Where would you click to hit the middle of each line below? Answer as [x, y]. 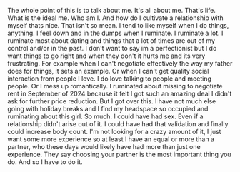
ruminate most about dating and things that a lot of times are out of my [111, 41]
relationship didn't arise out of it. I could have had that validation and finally [118, 124]
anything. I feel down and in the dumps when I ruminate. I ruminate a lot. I [115, 33]
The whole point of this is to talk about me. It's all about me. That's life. [112, 10]
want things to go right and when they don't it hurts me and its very [106, 56]
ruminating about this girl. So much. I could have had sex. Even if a [105, 116]
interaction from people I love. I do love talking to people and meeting [110, 79]
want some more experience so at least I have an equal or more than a [111, 139]
